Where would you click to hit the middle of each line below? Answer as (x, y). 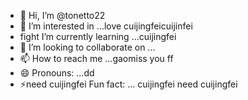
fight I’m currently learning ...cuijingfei (98, 36)
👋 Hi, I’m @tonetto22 (62, 15)
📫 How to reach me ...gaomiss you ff (96, 58)
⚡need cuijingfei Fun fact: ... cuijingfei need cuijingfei (128, 84)
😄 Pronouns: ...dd (57, 73)
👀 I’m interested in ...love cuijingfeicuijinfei (106, 26)
